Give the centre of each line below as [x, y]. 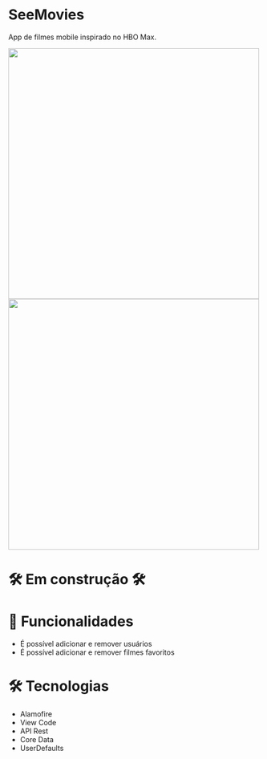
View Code [38, 722]
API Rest [34, 731]
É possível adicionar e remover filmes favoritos [97, 652]
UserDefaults [42, 748]
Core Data [37, 739]
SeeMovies [47, 15]
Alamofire [36, 714]
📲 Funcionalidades [71, 621]
